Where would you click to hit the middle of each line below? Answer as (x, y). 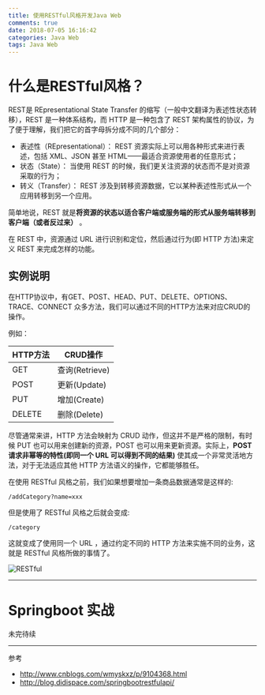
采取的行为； (40, 176)
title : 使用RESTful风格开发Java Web (65, 15)
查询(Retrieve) (84, 370)
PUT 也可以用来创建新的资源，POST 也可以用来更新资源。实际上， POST (134, 445)
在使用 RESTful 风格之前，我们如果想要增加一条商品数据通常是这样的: (121, 482)
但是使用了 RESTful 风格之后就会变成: (69, 512)
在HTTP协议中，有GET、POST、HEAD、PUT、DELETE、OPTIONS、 (120, 296)
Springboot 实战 (62, 611)
